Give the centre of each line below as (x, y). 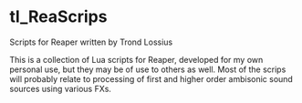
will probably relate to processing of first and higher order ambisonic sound (151, 78)
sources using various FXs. (61, 88)
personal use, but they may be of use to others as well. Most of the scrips (148, 69)
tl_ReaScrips (58, 17)
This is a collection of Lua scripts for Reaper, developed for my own (136, 59)
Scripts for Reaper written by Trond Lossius (91, 42)
